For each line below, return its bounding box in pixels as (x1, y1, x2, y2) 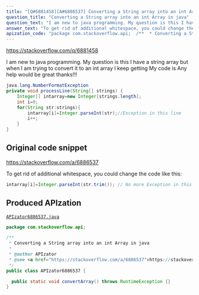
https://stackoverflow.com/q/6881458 (6, 47, 99, 54)
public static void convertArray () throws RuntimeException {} (11, 278, 171, 284)
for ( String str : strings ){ (17, 104, 81, 110)
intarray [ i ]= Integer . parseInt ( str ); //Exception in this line (27, 110, 182, 116)
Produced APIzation (6, 198, 82, 208)
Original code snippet (6, 143, 88, 153)
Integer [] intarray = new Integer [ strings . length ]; (17, 93, 142, 100)
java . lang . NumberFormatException (6, 82, 89, 89)
